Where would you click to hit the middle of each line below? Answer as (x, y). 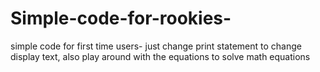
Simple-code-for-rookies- (121, 18)
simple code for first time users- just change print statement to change (156, 46)
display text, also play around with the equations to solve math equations (160, 56)
